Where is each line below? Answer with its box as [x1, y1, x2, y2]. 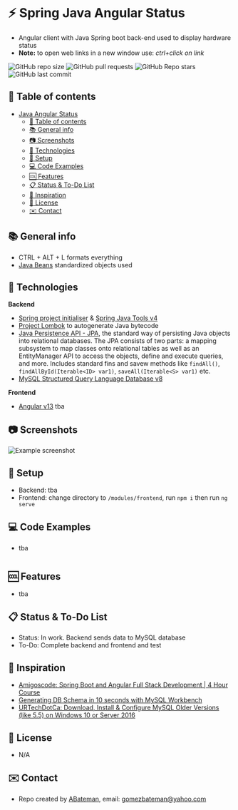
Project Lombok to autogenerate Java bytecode [18, 322, 159, 330]
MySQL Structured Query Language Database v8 [18, 374, 163, 383]
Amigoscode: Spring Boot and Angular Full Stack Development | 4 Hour [18, 681, 229, 689]
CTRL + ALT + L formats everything [18, 253, 123, 262]
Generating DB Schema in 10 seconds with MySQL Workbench [18, 696, 202, 704]
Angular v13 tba [18, 402, 65, 411]
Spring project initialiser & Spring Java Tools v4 [18, 314, 158, 322]
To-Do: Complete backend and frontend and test [18, 641, 162, 650]
